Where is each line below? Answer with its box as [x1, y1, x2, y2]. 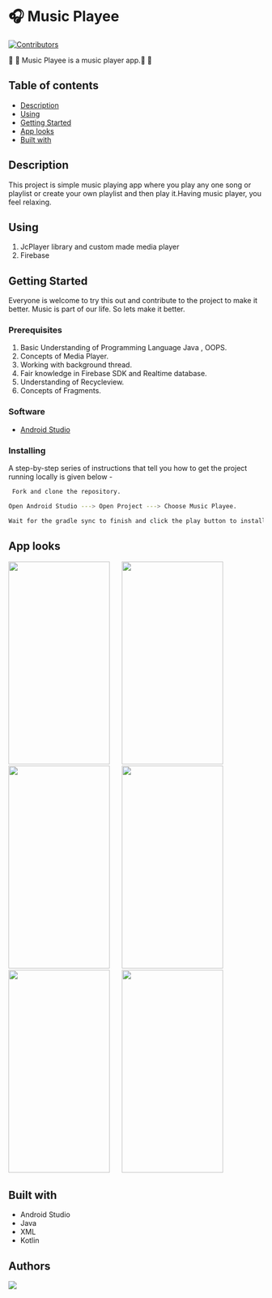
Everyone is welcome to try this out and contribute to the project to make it [8, 296, 257, 306]
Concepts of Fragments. [19, 386, 101, 396]
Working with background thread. [19, 360, 132, 370]
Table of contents [8, 79, 99, 92]
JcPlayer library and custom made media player [19, 242, 180, 252]
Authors [8, 1259, 51, 1273]
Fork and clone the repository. [11, 488, 121, 496]
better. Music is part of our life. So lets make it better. [8, 304, 185, 314]
